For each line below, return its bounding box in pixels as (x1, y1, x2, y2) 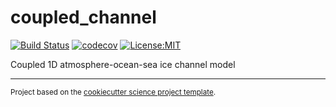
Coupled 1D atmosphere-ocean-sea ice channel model (10, 58, 236, 70)
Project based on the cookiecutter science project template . (10, 87, 217, 97)
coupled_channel (10, 6, 157, 29)
